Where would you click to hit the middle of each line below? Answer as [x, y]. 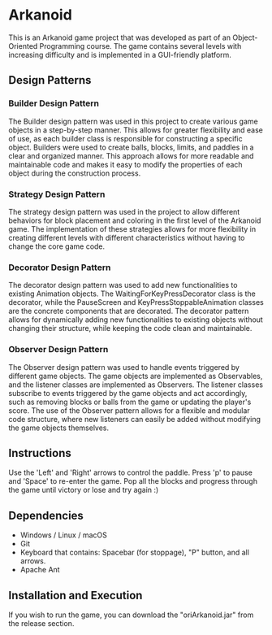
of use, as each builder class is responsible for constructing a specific [126, 138]
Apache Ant [40, 570]
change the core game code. [57, 246]
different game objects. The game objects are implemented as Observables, [136, 376]
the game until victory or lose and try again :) [84, 490]
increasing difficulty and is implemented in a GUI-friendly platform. [120, 54]
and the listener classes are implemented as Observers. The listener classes [136, 385]
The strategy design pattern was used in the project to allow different [124, 211]
